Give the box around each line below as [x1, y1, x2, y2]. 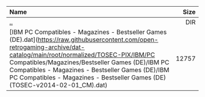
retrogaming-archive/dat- [9, 43, 85, 51]
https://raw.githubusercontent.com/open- [37, 36, 159, 44]
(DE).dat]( [9, 36, 38, 44]
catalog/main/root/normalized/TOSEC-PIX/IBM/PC [9, 51, 156, 59]
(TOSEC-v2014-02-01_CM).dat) [9, 81, 108, 89]
